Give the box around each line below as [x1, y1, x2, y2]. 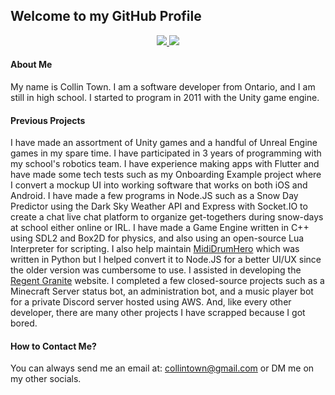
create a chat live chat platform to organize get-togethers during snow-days [10, 211, 324, 223]
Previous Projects [10, 114, 86, 126]
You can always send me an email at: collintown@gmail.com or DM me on [10, 362, 315, 374]
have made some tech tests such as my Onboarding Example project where [10, 169, 322, 181]
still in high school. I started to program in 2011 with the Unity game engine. [10, 92, 320, 104]
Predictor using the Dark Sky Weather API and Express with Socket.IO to [10, 200, 308, 213]
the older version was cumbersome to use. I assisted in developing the [10, 264, 302, 276]
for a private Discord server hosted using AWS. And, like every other [10, 296, 292, 308]
